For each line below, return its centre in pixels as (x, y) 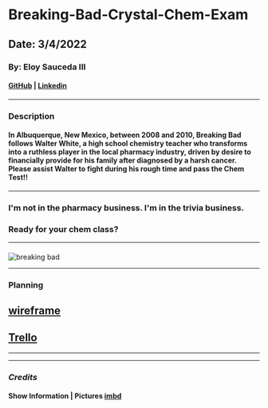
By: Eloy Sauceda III (47, 67)
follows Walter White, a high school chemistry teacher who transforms (128, 143)
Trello (23, 337)
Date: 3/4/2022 (48, 44)
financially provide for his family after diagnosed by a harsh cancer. (122, 160)
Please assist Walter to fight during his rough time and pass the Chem (126, 169)
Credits (23, 377)
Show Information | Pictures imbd (65, 396)
